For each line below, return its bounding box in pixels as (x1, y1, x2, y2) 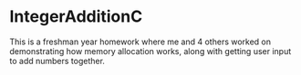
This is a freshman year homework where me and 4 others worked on (9, 36, 272, 47)
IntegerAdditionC (9, 6, 143, 27)
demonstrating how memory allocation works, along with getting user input (9, 45, 292, 56)
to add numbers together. (9, 55, 105, 66)
